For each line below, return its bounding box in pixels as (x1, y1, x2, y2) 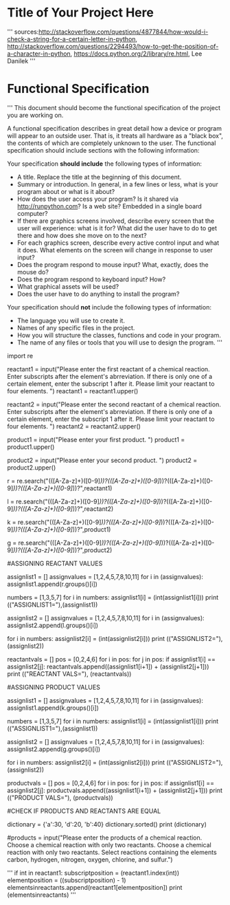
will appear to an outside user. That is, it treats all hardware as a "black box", (7, 131, 223, 140)
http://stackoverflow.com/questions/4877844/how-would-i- (38, 28, 209, 36)
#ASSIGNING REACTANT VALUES (7, 559, 103, 567)
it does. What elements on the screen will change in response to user (16, 246, 213, 254)
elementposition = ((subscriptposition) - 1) (7, 875, 126, 884)
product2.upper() (7, 463, 56, 472)
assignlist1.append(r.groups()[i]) (7, 580, 98, 588)
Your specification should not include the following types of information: (7, 303, 211, 311)
